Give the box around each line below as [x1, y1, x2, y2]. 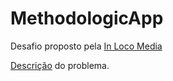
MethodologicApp [10, 7, 164, 30]
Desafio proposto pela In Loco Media [10, 40, 163, 52]
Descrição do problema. [10, 59, 110, 71]
